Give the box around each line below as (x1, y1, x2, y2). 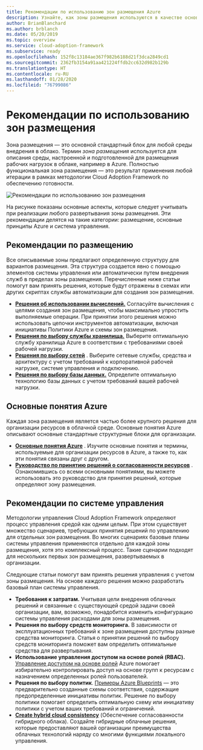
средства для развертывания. (14, 647, 93, 654)
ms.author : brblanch (6, 25, 59, 32)
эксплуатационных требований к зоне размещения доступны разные (14, 628, 195, 635)
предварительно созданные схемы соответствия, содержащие (14, 686, 179, 693)
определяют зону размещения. (14, 480, 97, 488)
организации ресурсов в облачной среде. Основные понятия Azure (6, 423, 181, 431)
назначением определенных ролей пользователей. (14, 673, 148, 680)
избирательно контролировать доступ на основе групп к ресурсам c (14, 666, 195, 674)
